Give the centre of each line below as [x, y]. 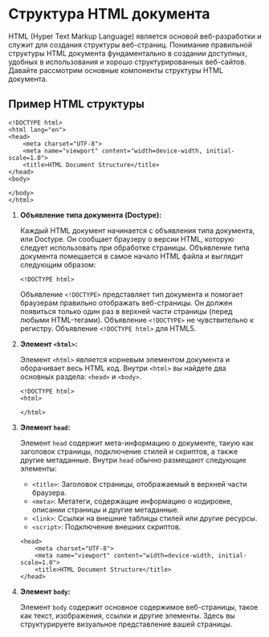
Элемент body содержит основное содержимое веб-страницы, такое [139, 606]
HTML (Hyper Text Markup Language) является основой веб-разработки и [135, 36]
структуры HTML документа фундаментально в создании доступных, [128, 53]
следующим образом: [58, 264]
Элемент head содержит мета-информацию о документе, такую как [137, 443]
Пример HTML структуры [76, 104]
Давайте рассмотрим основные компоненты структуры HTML [116, 70]
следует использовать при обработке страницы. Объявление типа [135, 247]
